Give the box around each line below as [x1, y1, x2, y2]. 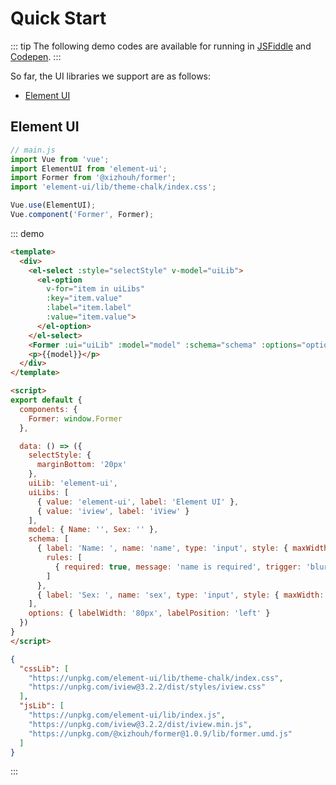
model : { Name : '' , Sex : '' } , [28, 525, 159, 535]
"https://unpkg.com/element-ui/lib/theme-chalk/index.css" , [28, 673, 284, 683]
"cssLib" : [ [19, 663, 70, 674]
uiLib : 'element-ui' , [28, 478, 118, 488]
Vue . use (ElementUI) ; [10, 200, 97, 211]
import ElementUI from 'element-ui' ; [10, 163, 168, 174]
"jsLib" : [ [19, 701, 65, 711]
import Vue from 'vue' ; [10, 154, 110, 164]
